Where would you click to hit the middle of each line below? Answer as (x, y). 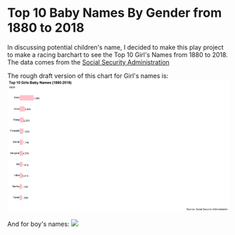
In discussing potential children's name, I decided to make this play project (115, 47)
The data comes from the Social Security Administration (89, 62)
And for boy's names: (38, 224)
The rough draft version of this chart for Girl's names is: (88, 76)
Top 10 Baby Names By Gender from (115, 13)
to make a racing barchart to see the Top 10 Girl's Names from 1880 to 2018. (118, 55)
